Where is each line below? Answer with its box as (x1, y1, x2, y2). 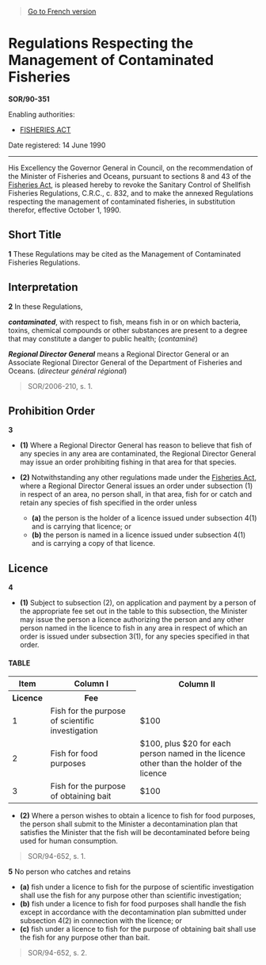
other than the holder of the (139, 758, 242, 769)
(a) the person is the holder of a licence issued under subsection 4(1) (31, 513, 257, 523)
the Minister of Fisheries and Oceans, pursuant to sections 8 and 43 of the (8, 171, 252, 181)
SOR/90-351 (8, 94, 50, 104)
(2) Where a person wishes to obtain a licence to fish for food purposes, (19, 811, 256, 821)
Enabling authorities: (8, 109, 75, 119)
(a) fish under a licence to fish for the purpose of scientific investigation (19, 883, 255, 892)
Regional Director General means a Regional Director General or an (8, 349, 230, 359)
